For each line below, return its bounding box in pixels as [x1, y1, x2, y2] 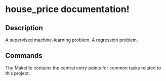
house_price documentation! [5, 4, 130, 15]
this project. [5, 70, 30, 76]
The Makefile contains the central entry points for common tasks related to [5, 64, 161, 71]
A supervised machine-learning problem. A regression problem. [5, 37, 138, 43]
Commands [5, 51, 43, 60]
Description [5, 24, 43, 32]
